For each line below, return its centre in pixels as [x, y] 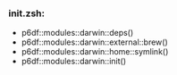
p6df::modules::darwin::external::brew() [95, 42]
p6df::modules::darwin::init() [74, 62]
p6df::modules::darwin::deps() [77, 33]
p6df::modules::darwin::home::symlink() [95, 52]
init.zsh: [27, 13]
